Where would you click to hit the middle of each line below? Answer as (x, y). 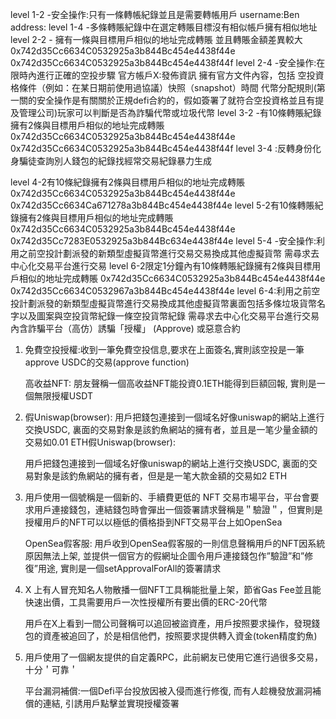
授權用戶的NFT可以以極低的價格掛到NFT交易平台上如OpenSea (153, 522)
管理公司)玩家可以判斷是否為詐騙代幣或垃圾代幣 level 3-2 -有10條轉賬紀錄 (170, 112)
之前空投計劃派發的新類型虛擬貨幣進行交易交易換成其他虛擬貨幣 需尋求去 (169, 253)
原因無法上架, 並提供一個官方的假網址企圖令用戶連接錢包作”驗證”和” (164, 556)
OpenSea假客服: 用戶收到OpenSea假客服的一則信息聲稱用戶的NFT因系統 (175, 543)
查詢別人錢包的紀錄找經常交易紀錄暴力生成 (124, 161)
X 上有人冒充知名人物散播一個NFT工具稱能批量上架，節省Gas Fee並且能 (173, 589)
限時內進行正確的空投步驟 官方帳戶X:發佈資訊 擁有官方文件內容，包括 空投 (163, 75)
